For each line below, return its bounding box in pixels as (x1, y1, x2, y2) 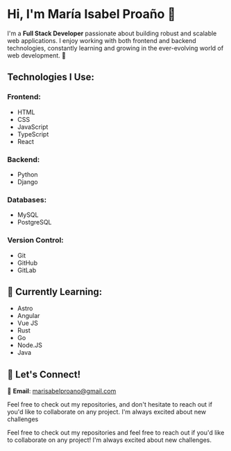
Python (17, 170, 38, 179)
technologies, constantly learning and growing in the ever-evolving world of (7, 44, 224, 52)
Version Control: (7, 236, 64, 245)
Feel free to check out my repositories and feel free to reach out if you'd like (7, 429, 225, 437)
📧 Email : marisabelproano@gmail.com (7, 387, 117, 396)
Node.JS (17, 341, 43, 349)
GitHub (17, 258, 38, 267)
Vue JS (17, 319, 38, 328)
